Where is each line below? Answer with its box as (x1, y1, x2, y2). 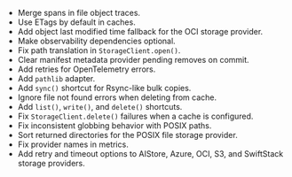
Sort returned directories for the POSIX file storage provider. (17, 130, 238, 140)
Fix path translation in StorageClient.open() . (17, 45, 181, 56)
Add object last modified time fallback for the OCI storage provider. (17, 27, 264, 36)
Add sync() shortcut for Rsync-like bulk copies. (17, 83, 192, 93)
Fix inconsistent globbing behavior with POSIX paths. (17, 120, 212, 131)
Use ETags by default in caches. (17, 17, 136, 27)
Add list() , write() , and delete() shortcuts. (17, 102, 183, 112)
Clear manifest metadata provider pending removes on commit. (17, 55, 250, 65)
